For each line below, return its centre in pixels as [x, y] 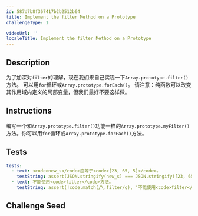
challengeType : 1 [27, 22]
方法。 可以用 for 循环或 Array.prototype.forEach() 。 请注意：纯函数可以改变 [99, 84]
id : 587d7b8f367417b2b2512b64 [43, 11]
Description [28, 62]
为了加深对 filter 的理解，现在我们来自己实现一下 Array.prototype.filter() [97, 77]
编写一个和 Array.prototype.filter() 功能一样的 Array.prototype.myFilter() [98, 126]
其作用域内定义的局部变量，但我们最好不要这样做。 [68, 92]
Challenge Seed [36, 206]
